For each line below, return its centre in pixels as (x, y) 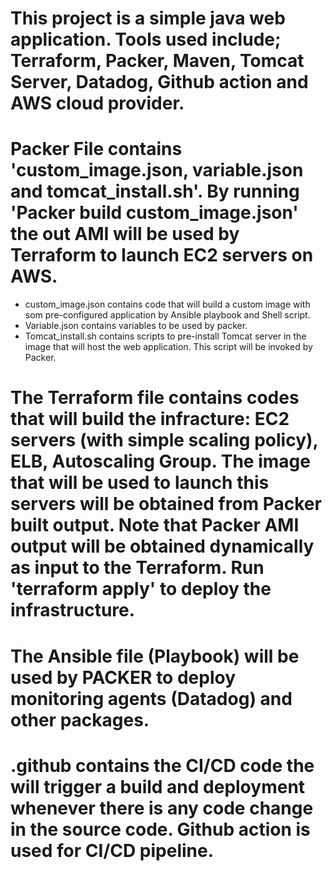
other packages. (80, 719)
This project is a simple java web (148, 18)
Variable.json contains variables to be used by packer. (136, 326)
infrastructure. (73, 610)
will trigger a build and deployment (158, 786)
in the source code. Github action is (160, 829)
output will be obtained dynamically (162, 546)
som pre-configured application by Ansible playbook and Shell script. (167, 315)
